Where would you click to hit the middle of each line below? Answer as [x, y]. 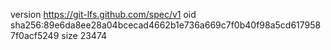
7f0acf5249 [35, 35]
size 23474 [84, 35]
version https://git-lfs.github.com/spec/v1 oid [103, 14]
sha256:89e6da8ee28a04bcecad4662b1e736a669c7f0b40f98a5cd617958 [166, 25]
